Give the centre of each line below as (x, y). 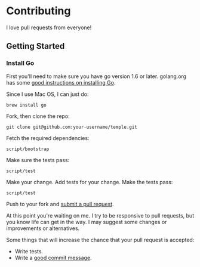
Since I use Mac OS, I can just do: (47, 94)
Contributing (39, 11)
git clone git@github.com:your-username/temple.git (72, 127)
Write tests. (29, 251)
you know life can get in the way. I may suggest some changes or (87, 222)
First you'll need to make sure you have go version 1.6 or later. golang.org (96, 76)
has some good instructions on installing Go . (61, 82)
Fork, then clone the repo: (38, 116)
